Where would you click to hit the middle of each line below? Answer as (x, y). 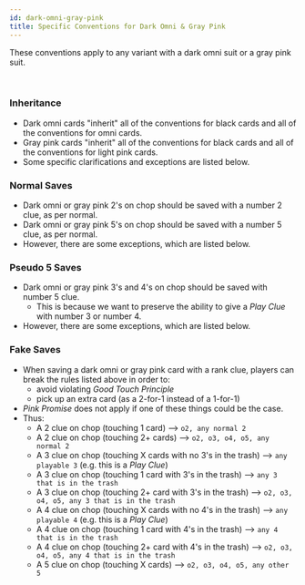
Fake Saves (35, 350)
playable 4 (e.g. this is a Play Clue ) (102, 519)
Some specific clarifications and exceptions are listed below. (136, 161)
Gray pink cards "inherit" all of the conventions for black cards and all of (158, 142)
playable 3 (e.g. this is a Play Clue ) (102, 465)
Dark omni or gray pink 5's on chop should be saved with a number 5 (152, 225)
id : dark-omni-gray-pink (56, 18)
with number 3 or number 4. (89, 316)
